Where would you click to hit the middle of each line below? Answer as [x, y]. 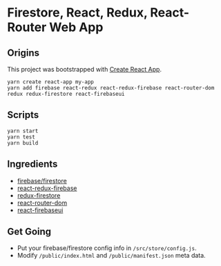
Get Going [29, 232]
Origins [23, 53]
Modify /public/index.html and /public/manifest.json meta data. [111, 256]
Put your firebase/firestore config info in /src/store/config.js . [107, 248]
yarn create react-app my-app [51, 82]
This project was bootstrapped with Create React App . [85, 69]
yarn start [23, 131]
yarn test [21, 137]
